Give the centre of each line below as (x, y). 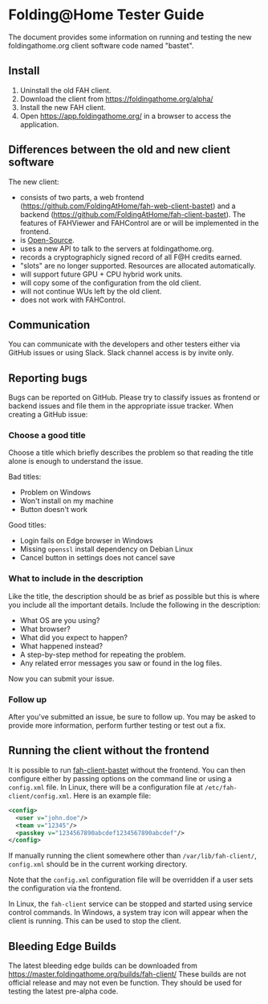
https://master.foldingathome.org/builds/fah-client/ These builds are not (127, 974)
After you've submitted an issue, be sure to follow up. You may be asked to (132, 717)
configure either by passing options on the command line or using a (120, 778)
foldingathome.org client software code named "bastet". (101, 45)
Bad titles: (25, 477)
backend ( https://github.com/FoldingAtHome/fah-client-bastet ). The (133, 214)
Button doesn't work (54, 510)
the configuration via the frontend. (65, 888)
